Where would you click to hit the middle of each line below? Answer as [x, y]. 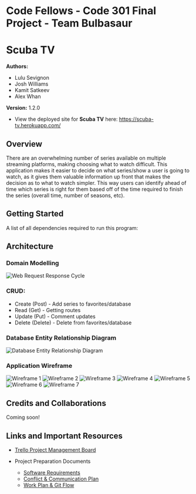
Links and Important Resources [65, 436]
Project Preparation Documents [53, 461]
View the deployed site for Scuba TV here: [66, 119]
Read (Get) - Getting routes [48, 310]
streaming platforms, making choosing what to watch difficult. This [87, 164]
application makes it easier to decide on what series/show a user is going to [98, 170]
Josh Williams [31, 84]
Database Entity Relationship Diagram [61, 337]
